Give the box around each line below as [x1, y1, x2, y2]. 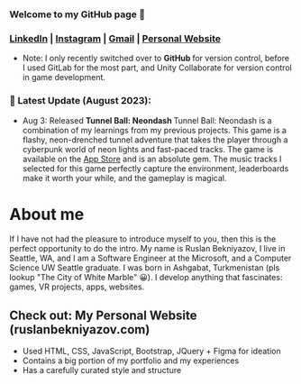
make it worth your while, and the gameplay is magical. [22, 172, 227, 183]
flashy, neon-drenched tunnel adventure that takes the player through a [22, 134, 288, 145]
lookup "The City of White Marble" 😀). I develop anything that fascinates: [9, 272, 283, 283]
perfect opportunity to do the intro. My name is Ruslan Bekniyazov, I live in [9, 243, 286, 254]
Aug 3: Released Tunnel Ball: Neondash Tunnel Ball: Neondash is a [22, 114, 272, 125]
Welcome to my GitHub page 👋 [9, 8, 146, 21]
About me [9, 204, 85, 224]
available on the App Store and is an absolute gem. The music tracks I [22, 153, 282, 164]
